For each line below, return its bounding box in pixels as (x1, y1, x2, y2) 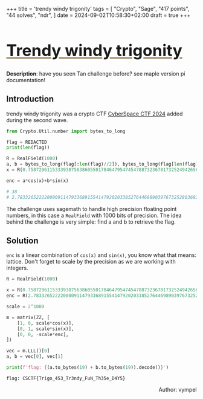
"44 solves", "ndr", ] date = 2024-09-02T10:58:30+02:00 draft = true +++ (6, 11, 191, 19)
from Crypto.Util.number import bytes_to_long (6, 128, 126, 134)
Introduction (6, 94, 54, 105)
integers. (6, 264, 28, 271)
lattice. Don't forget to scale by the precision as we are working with (6, 258, 176, 265)
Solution (6, 236, 39, 245)
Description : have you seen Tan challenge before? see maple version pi (6, 70, 185, 77)
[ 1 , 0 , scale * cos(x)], (17, 320, 74, 326)
